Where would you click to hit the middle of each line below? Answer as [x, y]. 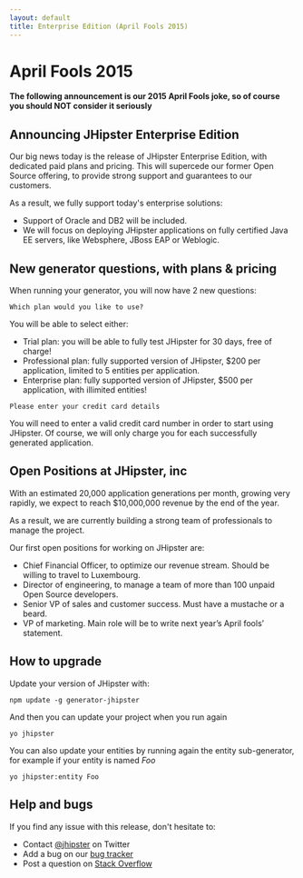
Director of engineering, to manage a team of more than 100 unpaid [148, 584]
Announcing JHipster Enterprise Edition [124, 134]
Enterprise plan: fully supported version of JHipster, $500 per [137, 380]
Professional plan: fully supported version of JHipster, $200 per [142, 361]
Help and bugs [51, 805]
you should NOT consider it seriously [81, 106]
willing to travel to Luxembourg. [81, 574]
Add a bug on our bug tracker [78, 853]
